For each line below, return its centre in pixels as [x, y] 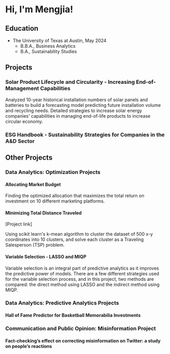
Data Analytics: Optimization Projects [53, 172]
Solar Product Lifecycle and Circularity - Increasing [70, 82]
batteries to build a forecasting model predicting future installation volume [83, 105]
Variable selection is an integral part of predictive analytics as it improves [82, 268]
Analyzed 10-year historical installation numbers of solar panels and [77, 99]
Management [22, 88]
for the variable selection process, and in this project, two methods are [80, 279]
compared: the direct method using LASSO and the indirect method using [82, 284]
